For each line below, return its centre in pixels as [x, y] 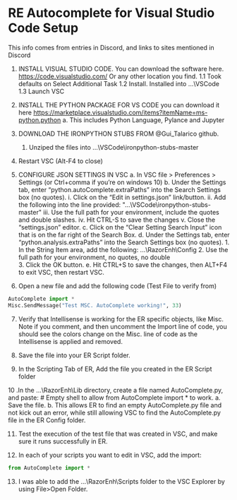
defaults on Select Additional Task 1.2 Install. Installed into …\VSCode [119, 83]
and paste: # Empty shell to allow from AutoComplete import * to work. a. [114, 398]
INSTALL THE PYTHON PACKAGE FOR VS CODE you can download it [119, 105]
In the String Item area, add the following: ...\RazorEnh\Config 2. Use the [123, 249]
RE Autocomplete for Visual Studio [111, 13]
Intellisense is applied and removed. [70, 341]
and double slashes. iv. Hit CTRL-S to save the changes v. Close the [117, 220]
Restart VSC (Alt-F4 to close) [60, 161]
